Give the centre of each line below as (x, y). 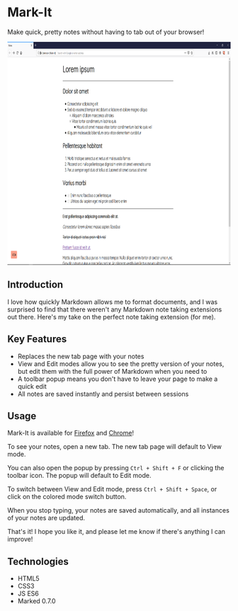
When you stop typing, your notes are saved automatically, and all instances (119, 510)
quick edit (32, 386)
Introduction (35, 285)
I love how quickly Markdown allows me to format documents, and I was (113, 302)
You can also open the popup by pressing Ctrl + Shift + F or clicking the (116, 468)
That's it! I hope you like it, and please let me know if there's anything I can (116, 532)
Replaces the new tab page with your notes (81, 356)
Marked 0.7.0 (36, 601)
